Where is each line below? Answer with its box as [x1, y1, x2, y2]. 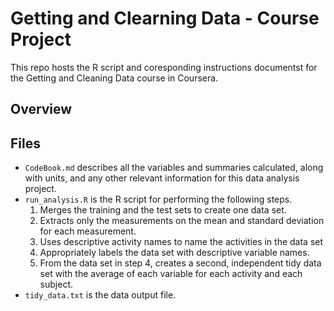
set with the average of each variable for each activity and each [39, 268, 303, 280]
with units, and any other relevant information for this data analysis [24, 172, 300, 184]
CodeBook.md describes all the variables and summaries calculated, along [24, 162, 324, 174]
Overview [10, 101, 73, 118]
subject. [39, 278, 73, 291]
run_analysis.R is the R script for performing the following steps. [24, 193, 293, 206]
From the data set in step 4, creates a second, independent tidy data [39, 257, 322, 269]
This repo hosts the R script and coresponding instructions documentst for [10, 61, 318, 73]
